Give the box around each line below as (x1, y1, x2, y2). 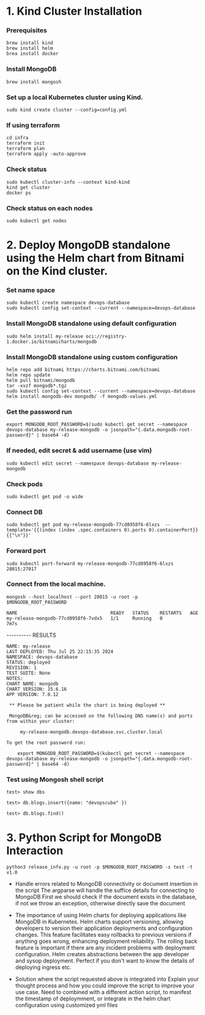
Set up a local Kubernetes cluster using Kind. (6, 93, 143, 102)
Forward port (6, 547, 47, 555)
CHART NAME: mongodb (6, 681, 59, 687)
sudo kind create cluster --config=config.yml (6, 107, 127, 113)
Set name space (6, 286, 56, 294)
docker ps (6, 190, 32, 196)
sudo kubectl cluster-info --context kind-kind (6, 179, 130, 185)
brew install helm (6, 45, 53, 51)
